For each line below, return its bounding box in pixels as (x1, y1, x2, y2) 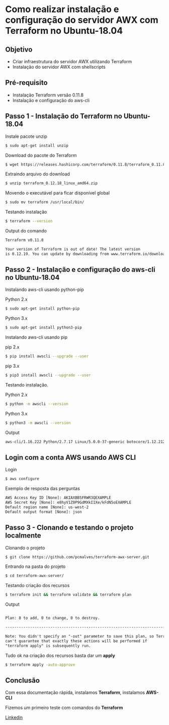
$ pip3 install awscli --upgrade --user (5, 373, 92, 378)
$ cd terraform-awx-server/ (5, 573, 64, 578)
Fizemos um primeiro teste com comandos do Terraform (5, 705, 123, 711)
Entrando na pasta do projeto (5, 563, 66, 569)
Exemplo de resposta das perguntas (5, 486, 80, 492)
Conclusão (5, 676, 40, 685)
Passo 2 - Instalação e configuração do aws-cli (5, 265, 155, 274)
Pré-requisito (5, 78, 48, 87)
